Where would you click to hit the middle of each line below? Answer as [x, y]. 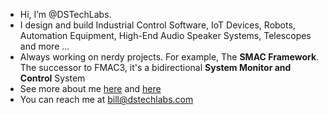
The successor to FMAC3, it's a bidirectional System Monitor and [155, 67]
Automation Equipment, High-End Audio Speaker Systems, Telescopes [165, 35]
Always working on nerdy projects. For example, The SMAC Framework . [169, 57]
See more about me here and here [90, 88]
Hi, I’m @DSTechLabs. [65, 14]
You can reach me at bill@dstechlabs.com [106, 99]
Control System [52, 78]
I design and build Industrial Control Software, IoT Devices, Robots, [157, 25]
